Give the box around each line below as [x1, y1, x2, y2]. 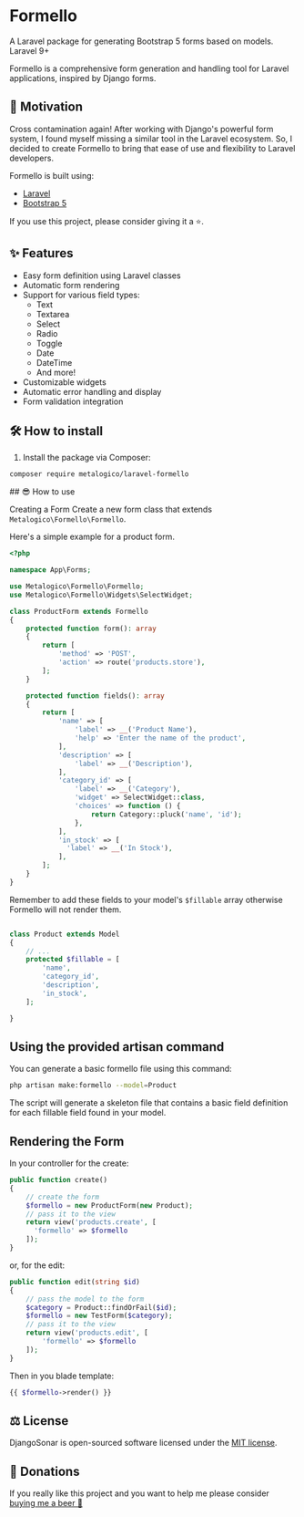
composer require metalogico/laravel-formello [9, 470, 189, 479]
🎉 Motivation [9, 99, 84, 115]
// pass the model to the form [25, 1294, 145, 1304]
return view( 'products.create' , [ [25, 1218, 157, 1227]
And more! [35, 367, 76, 378]
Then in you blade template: [9, 1370, 115, 1381]
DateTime [35, 357, 73, 368]
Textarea [35, 308, 70, 319]
